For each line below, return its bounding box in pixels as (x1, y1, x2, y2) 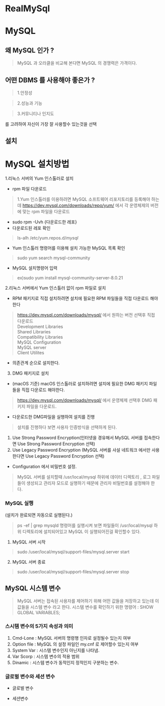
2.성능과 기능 (17, 100, 43, 106)
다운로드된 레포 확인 (12, 225, 51, 231)
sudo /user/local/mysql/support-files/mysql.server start (17, 548, 130, 555)
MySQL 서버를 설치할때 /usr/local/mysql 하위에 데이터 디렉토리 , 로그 (17, 474, 151, 480)
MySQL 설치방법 (5, 158, 70, 169)
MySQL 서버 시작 (12, 539, 46, 545)
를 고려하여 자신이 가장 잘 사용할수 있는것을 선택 (5, 121, 97, 127)
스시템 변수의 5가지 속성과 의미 (5, 623, 74, 630)
